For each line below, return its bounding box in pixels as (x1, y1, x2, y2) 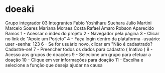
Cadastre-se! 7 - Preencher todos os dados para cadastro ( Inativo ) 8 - (5, 46, 153, 52)
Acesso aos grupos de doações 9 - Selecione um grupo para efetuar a (5, 51, 151, 58)
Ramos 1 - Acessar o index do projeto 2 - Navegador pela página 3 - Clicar (5, 30, 159, 36)
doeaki (5, 3, 34, 15)
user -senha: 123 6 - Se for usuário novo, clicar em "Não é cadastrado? (5, 41, 153, 47)
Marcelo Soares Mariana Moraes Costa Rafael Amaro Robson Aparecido (5, 25, 154, 31)
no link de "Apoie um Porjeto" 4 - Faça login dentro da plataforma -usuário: (5, 36, 160, 42)
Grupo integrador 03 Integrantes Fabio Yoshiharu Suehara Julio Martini (5, 20, 152, 26)
